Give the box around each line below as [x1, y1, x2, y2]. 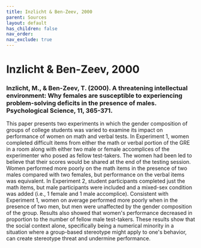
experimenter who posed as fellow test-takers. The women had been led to [6, 152, 192, 159]
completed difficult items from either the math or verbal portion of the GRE [6, 139, 190, 147]
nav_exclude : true [6, 37, 52, 43]
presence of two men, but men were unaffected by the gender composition [6, 203, 192, 210]
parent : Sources [6, 14, 47, 20]
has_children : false [6, 25, 58, 32]
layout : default [6, 20, 47, 26]
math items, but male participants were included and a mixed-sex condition [6, 184, 193, 191]
